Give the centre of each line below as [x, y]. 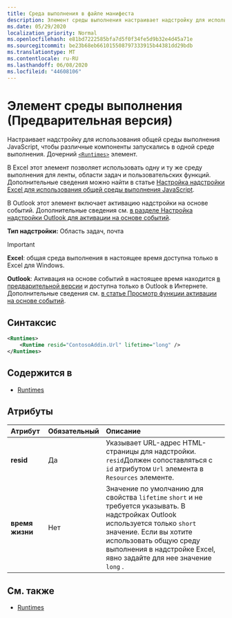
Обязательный [74, 431]
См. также [31, 591]
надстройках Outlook [141, 514]
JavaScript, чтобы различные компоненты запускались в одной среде [111, 147]
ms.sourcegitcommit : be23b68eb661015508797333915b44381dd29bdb [100, 46]
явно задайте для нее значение [159, 558]
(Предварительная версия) [90, 120]
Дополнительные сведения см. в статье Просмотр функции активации [112, 293]
